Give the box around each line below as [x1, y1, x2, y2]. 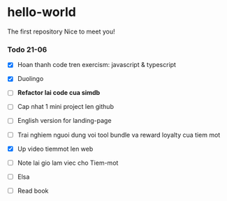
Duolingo [17, 75, 44, 83]
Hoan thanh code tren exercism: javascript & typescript [17, 61, 177, 69]
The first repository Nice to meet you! [7, 27, 115, 36]
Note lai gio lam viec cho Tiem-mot [17, 158, 119, 167]
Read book [17, 186, 49, 195]
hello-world [7, 4, 77, 20]
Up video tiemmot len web [17, 144, 94, 153]
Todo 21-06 [7, 45, 47, 54]
